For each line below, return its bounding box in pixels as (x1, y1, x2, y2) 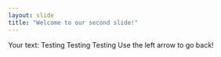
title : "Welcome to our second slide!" (8, 19, 139, 27)
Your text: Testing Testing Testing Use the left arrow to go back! (8, 40, 214, 49)
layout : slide (8, 11, 55, 20)
